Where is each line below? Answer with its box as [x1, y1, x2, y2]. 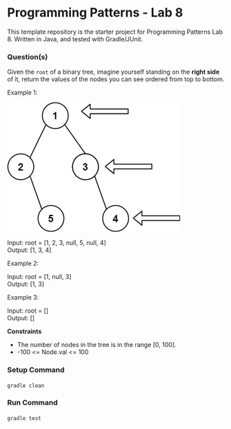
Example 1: [7, 88, 38, 97]
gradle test [7, 415, 41, 421]
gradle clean [7, 382, 45, 389]
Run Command [7, 398, 58, 408]
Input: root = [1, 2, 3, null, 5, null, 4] [7, 239, 107, 247]
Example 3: [7, 293, 39, 302]
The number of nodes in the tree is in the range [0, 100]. [17, 341, 177, 349]
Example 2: [7, 260, 39, 268]
